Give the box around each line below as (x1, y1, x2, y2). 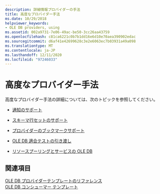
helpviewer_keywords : (5, 20, 49, 26)
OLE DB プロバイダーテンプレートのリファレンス (5, 178, 102, 183)
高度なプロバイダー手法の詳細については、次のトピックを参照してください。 (5, 97, 158, 102)
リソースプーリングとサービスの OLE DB (12, 148, 93, 154)
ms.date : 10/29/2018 (5, 16, 47, 21)
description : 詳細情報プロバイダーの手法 (5, 7, 81, 12)
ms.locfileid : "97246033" (5, 57, 57, 62)
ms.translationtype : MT (5, 43, 53, 48)
